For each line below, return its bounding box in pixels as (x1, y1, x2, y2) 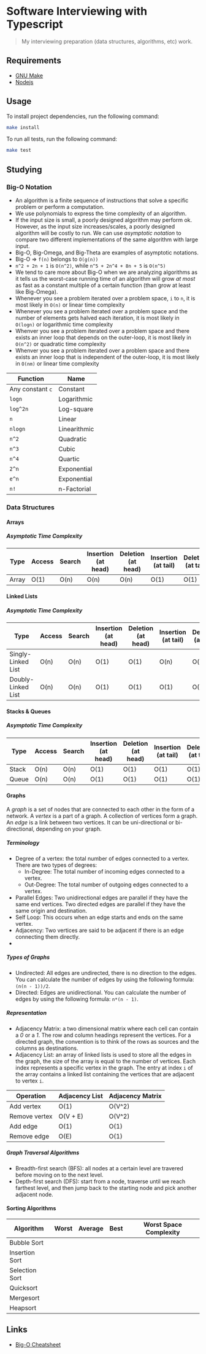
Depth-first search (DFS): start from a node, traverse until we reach (15, 1178, 186, 1185)
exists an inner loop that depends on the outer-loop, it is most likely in (15, 334, 191, 341)
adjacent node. (15, 1191, 53, 1198)
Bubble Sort (9, 1238, 44, 1246)
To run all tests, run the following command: (6, 135, 118, 143)
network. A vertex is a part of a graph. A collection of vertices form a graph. (6, 812, 198, 820)
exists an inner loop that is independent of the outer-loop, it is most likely (15, 353, 200, 361)
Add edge (9, 1122, 38, 1130)
